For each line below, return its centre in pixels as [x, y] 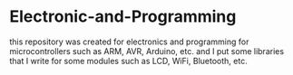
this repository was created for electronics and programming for [129, 42]
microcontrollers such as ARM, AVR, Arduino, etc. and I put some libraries [146, 51]
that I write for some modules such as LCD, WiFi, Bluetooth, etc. [128, 61]
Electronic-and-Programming [123, 17]
